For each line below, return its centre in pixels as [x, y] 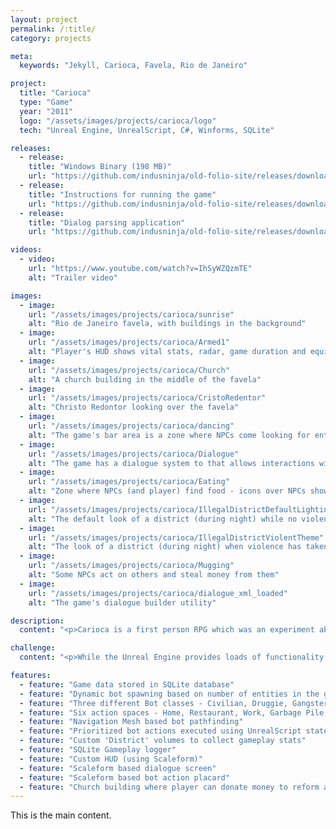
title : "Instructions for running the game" [122, 194]
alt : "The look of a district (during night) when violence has [165, 547]
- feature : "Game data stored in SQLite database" [127, 684]
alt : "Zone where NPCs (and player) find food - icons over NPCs [167, 491]
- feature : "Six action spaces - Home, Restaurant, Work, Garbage [160, 712]
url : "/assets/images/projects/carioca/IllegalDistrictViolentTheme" [176, 537]
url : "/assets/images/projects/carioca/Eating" [129, 482]
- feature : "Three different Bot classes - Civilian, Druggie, [153, 703]
